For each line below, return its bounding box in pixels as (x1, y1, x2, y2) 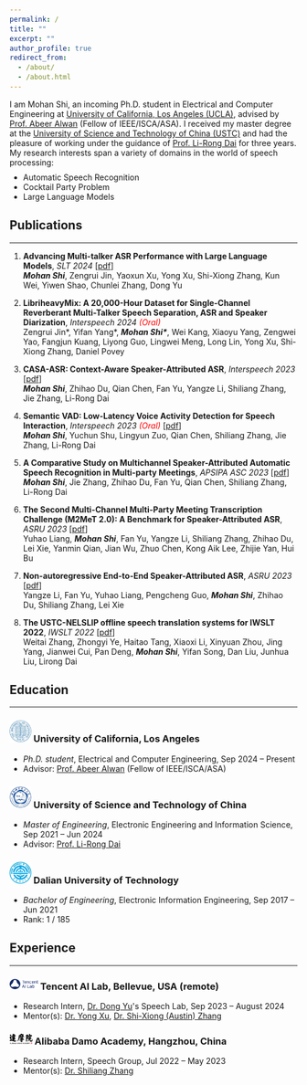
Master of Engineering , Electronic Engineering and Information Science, (22, 818, 293, 830)
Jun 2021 (22, 904, 58, 915)
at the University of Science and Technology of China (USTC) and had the (9, 128, 288, 139)
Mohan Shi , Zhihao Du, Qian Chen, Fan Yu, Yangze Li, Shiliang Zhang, (22, 383, 287, 394)
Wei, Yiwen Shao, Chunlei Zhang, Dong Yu (22, 279, 183, 290)
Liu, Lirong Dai (22, 656, 78, 667)
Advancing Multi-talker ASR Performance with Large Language (22, 250, 268, 261)
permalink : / (9, 15, 59, 24)
